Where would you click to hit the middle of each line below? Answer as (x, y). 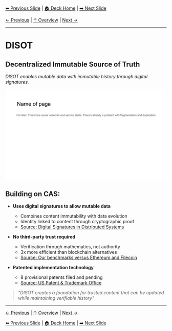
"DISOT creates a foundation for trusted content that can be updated (91, 293)
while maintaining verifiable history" (56, 298)
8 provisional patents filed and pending (62, 277)
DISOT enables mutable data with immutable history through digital (77, 76)
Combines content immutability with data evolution (74, 216)
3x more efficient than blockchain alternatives (69, 252)
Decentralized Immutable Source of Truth (73, 64)
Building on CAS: (33, 194)
